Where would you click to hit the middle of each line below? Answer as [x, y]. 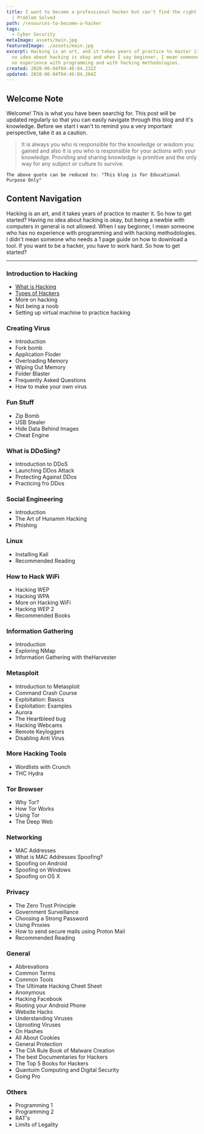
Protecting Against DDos [46, 477]
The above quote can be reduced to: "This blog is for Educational [93, 175]
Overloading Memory [42, 361]
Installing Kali [32, 554]
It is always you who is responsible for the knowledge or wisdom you [107, 145]
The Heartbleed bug [40, 719]
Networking [24, 838]
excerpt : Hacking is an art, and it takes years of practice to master [99, 52]
